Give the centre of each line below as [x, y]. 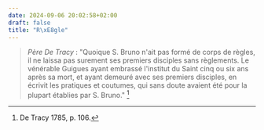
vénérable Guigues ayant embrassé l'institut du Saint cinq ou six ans [138, 69]
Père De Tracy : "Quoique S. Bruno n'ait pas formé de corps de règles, [141, 52]
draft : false [29, 23]
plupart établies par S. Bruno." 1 [78, 95]
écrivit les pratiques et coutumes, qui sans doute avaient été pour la [137, 85]
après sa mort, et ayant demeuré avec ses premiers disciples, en [132, 77]
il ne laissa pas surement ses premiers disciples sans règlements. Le [138, 60]
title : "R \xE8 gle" [38, 30]
